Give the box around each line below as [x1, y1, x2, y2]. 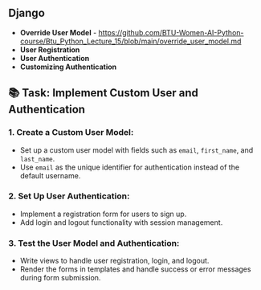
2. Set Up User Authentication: [8, 190, 130, 202]
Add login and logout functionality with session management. [19, 217, 223, 227]
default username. [19, 170, 81, 180]
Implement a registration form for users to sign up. [19, 209, 187, 219]
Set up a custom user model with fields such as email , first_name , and [19, 145, 254, 155]
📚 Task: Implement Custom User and [8, 86, 199, 100]
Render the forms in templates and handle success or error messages [19, 264, 251, 274]
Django [8, 6, 46, 20]
